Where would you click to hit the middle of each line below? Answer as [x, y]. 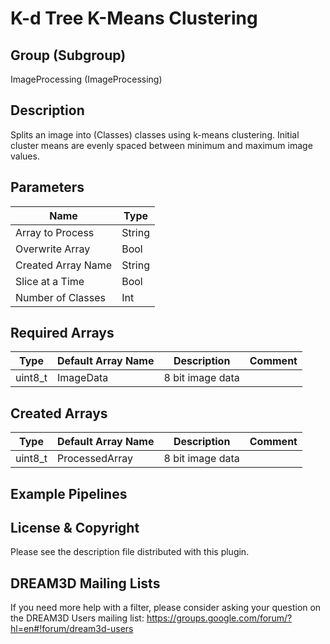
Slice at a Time [50, 281]
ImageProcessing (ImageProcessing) [86, 79]
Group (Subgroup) [68, 55]
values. [25, 156]
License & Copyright [75, 528]
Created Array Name [64, 265]
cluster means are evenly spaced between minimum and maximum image [161, 145]
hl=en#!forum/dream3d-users [72, 629]
